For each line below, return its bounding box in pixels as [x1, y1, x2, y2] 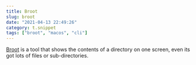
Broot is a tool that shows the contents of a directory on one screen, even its [6, 46, 190, 53]
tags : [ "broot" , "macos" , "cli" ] [6, 30, 88, 36]
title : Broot [6, 8, 38, 15]
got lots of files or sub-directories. [6, 52, 89, 59]
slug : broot [6, 14, 35, 20]
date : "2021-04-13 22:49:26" [6, 19, 77, 25]
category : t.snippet [6, 24, 57, 31]
